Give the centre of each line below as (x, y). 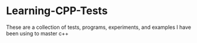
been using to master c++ (37, 33)
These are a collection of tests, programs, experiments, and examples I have (98, 27)
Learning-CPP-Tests (57, 11)
